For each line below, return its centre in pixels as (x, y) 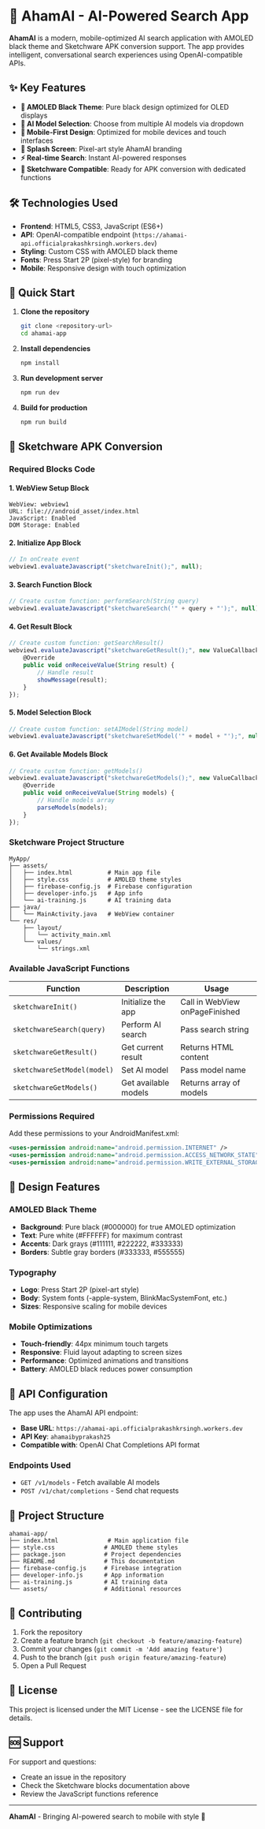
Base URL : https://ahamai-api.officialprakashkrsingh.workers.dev (131, 1428)
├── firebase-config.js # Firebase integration (95, 1569)
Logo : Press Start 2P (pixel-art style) (80, 1290)
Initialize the (144, 1002)
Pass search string (215, 1030)
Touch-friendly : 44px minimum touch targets (94, 1344)
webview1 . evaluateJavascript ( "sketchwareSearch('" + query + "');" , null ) (134, 609)
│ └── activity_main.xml (67, 935)
